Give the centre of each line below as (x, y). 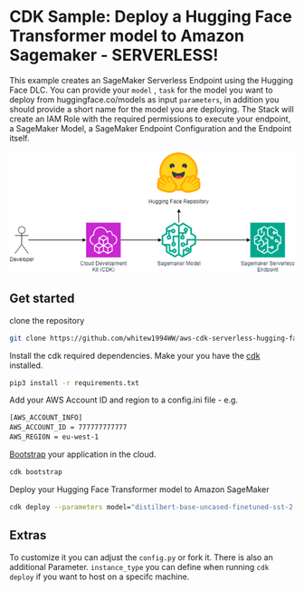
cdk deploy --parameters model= (70, 507)
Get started (42, 299)
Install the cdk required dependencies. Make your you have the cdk (135, 355)
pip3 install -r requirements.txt (75, 383)
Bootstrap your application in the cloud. (83, 454)
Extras (28, 535)
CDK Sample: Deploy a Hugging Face (151, 17)
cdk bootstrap (36, 472)
